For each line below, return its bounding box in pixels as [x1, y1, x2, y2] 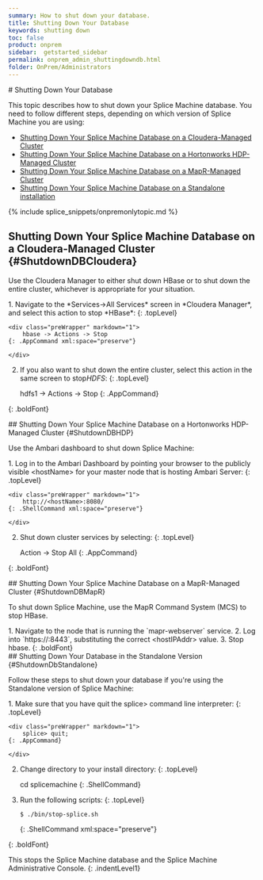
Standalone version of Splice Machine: [8, 683, 135, 693]
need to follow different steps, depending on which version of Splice [8, 109, 231, 118]
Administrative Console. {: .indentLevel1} [8, 863, 141, 873]
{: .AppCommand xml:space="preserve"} [8, 337, 136, 345]
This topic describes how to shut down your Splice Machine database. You [8, 100, 252, 109]
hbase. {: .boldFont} [8, 643, 74, 652]
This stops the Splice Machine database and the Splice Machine [8, 855, 218, 864]
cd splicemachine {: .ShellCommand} [19, 779, 141, 789]
